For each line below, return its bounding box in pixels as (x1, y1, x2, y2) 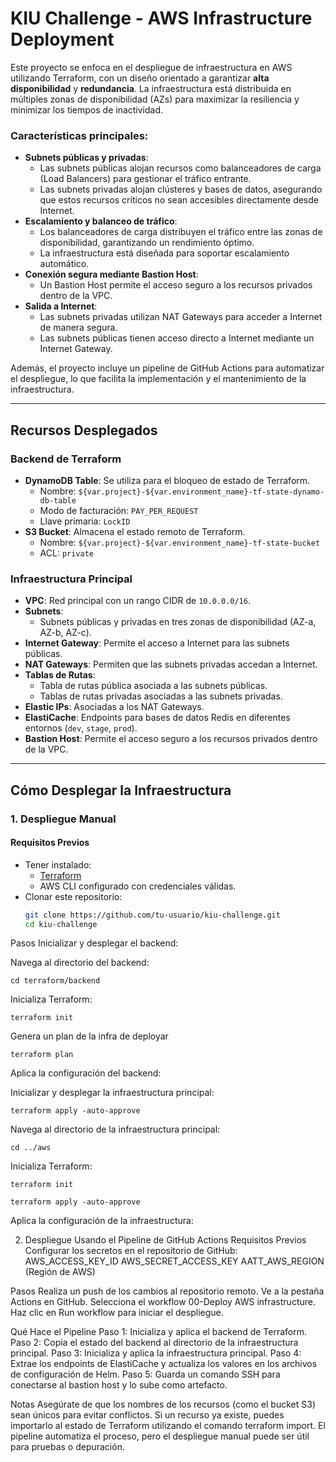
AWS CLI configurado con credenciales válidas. (39, 880, 237, 892)
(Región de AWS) (24, 1266, 96, 1278)
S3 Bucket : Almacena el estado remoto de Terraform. (24, 525, 246, 537)
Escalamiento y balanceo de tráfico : (24, 215, 178, 227)
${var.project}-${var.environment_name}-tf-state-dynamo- (78, 487, 325, 497)
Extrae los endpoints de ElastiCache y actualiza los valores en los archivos (10, 1358, 318, 1370)
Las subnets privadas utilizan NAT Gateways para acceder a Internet (39, 311, 323, 323)
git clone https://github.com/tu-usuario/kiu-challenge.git (24, 910, 281, 920)
